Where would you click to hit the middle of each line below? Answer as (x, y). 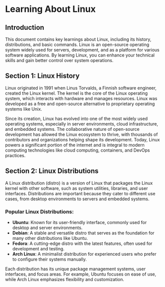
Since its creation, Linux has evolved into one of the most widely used (76, 118)
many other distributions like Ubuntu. (50, 238)
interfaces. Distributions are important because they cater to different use (80, 193)
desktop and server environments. (47, 228)
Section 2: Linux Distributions (52, 171)
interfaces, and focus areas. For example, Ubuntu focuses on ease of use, (81, 274)
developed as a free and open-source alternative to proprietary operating (80, 104)
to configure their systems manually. (49, 259)
